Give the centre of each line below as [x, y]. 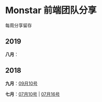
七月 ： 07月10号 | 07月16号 [33, 94]
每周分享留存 [18, 25]
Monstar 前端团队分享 [51, 10]
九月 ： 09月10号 [21, 83]
